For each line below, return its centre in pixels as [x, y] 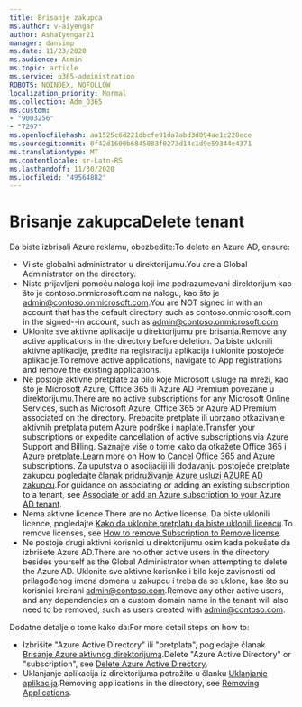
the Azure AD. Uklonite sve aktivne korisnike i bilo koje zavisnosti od [149, 572]
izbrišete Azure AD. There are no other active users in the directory [146, 553]
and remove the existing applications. [92, 370]
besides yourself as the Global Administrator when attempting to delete [155, 562]
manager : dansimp [42, 43]
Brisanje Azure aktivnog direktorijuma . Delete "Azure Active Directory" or [156, 655]
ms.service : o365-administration [72, 77]
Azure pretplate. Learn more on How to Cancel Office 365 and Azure [149, 456]
